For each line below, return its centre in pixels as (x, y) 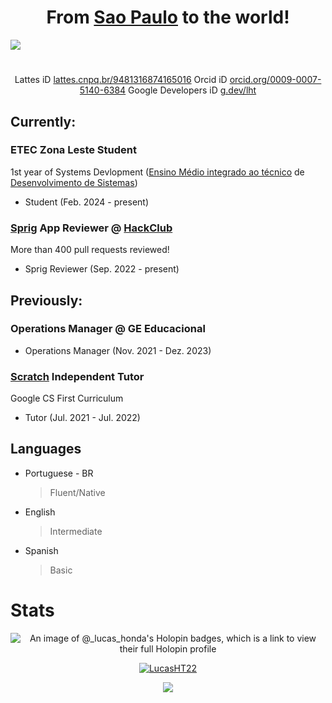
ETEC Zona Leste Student (73, 150)
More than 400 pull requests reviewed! (90, 250)
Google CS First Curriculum (67, 398)
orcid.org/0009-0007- (275, 80)
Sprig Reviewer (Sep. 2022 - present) (102, 269)
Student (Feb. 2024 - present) (87, 202)
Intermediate (76, 531)
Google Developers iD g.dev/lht (192, 90)
